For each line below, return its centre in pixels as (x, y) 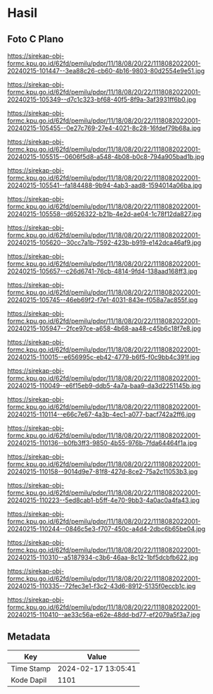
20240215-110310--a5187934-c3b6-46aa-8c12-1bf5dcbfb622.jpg (103, 557)
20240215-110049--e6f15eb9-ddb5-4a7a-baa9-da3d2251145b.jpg (104, 386)
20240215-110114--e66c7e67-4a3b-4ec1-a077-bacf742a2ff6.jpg (101, 414)
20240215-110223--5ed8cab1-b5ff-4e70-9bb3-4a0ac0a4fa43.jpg (104, 500)
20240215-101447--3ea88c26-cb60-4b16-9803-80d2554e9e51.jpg (106, 71)
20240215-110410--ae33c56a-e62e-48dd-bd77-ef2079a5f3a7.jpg (104, 615)
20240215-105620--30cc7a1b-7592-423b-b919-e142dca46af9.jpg (104, 242)
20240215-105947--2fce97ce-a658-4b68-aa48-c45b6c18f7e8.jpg (104, 328)
